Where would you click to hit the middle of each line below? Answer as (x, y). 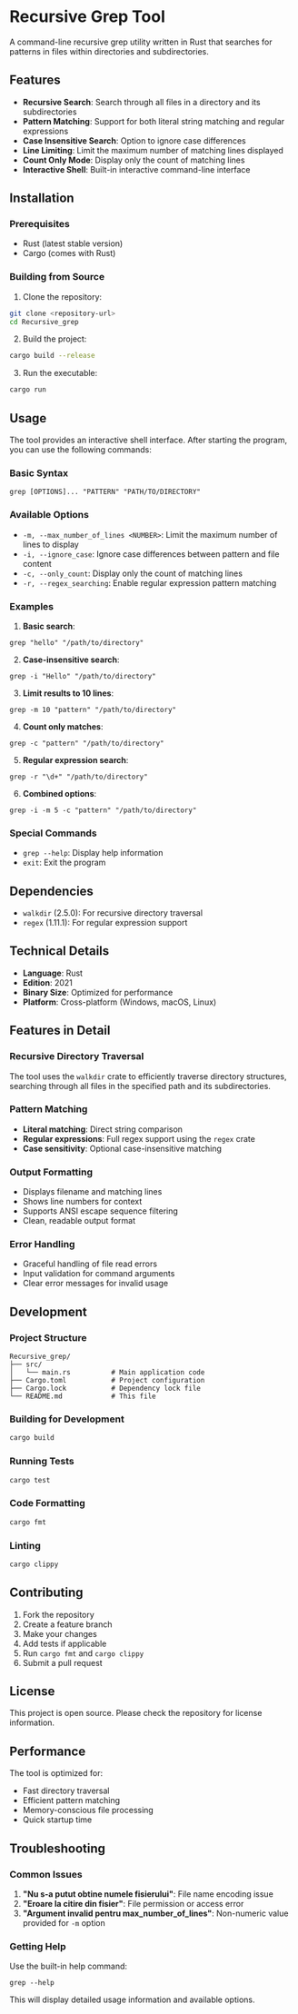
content (37, 563)
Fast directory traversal (66, 1791)
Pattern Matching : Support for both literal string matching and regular (154, 121)
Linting (25, 1545)
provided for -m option (64, 1922)
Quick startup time (57, 1820)
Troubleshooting (58, 1848)
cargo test (30, 1480)
